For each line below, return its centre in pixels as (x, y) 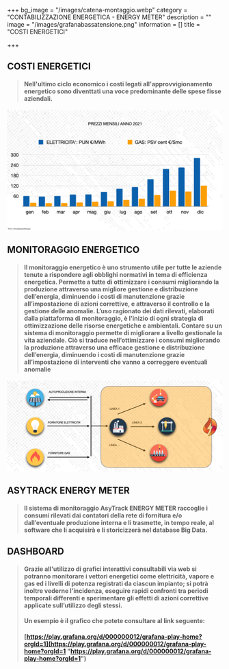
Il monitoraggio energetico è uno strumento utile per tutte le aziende (123, 267)
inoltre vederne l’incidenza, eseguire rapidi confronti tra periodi (116, 591)
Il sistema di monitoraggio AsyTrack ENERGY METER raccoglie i (116, 508)
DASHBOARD (36, 551)
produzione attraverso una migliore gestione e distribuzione (111, 289)
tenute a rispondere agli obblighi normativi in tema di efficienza (116, 274)
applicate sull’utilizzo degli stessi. (73, 605)
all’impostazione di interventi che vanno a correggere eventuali (116, 362)
